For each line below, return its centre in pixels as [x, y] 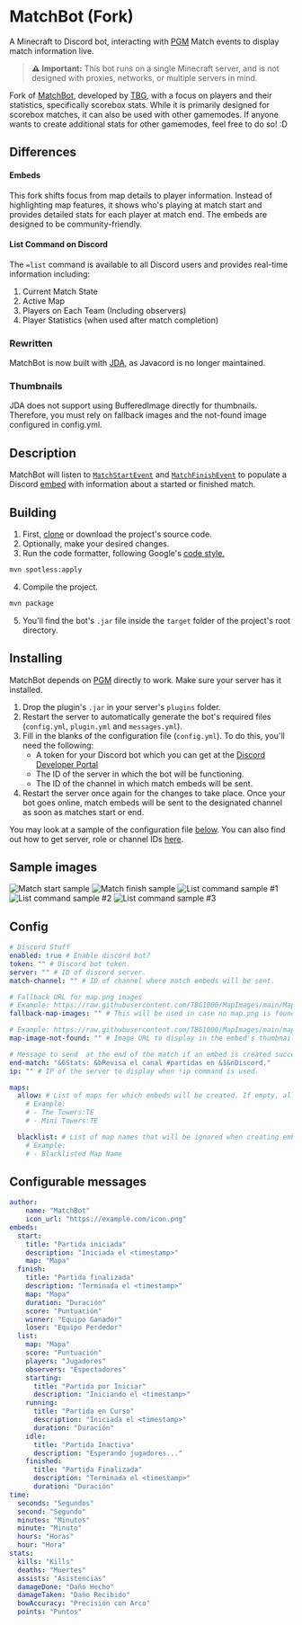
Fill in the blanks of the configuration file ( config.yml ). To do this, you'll [154, 735]
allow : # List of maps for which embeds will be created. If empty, [148, 1096]
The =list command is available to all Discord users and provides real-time [149, 264]
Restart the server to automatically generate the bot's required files [147, 716]
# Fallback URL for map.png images [76, 997]
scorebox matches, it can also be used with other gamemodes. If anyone [144, 114]
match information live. [52, 50]
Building [33, 513]
